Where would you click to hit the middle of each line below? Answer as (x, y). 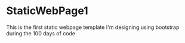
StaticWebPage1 (47, 11)
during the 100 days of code (41, 33)
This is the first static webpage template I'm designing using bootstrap (93, 27)
